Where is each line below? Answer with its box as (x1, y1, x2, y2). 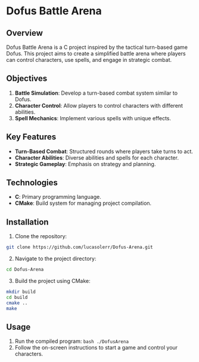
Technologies (6, 177, 58, 188)
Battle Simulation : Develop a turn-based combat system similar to (14, 89, 178, 96)
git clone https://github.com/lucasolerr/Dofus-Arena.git (6, 244, 153, 251)
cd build (6, 294, 28, 300)
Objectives (6, 73, 48, 84)
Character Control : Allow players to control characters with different (14, 102, 184, 109)
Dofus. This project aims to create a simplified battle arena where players (6, 50, 186, 57)
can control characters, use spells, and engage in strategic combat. (6, 57, 172, 63)
